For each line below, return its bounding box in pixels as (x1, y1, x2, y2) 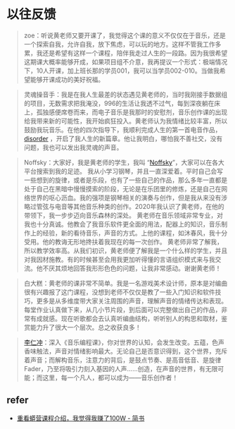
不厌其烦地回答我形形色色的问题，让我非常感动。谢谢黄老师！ (42, 264, 222, 272)
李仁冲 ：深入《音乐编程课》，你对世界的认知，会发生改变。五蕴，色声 (23, 338, 224, 346)
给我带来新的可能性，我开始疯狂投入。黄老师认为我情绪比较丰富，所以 (23, 116, 228, 125)
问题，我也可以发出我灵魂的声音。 (23, 143, 123, 152)
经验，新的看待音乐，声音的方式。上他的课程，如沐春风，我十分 (42, 229, 228, 237)
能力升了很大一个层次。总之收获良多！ (30, 322, 141, 332)
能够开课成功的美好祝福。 (30, 75, 105, 83)
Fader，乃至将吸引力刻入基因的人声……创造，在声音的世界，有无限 (23, 364, 218, 373)
